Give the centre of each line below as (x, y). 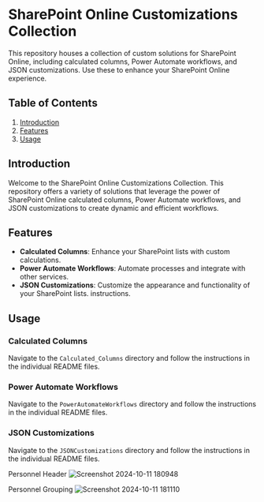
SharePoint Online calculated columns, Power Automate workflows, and (125, 200)
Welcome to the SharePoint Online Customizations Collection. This (116, 182)
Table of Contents (53, 103)
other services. (44, 277)
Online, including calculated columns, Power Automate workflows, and (123, 62)
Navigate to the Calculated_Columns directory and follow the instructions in (129, 358)
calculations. (40, 260)
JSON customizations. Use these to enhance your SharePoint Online (119, 69)
